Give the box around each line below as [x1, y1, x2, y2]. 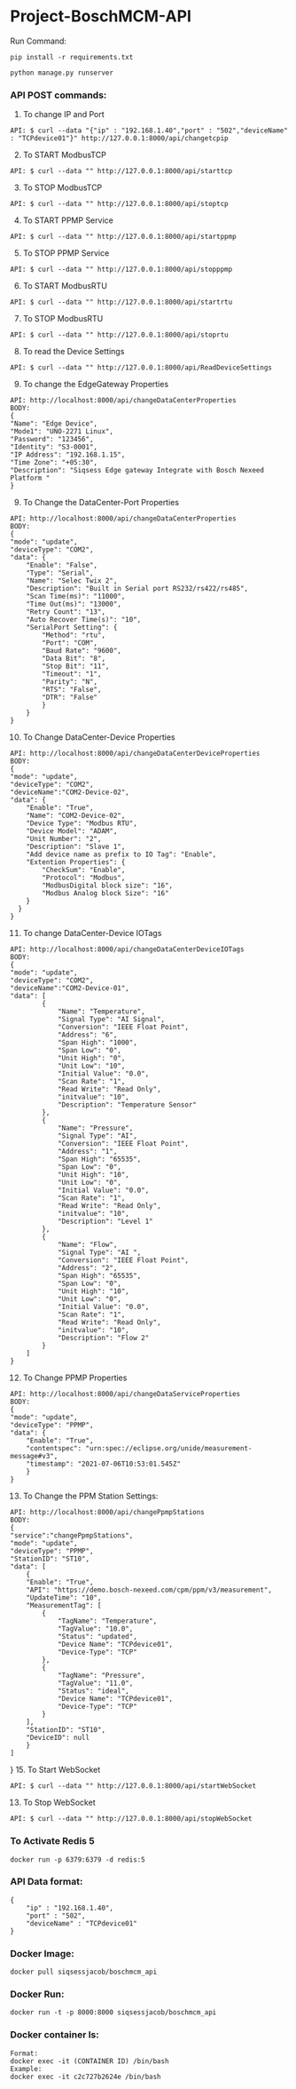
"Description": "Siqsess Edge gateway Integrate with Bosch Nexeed [10, 466, 265, 475]
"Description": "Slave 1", [26, 842, 126, 852]
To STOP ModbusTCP [22, 182, 103, 193]
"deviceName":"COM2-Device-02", [10, 788, 129, 797]
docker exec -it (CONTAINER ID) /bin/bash [10, 2056, 169, 2066]
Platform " [10, 473, 51, 483]
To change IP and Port [22, 109, 105, 120]
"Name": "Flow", [57, 1241, 118, 1250]
